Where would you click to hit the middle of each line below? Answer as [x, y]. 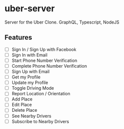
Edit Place [22, 105]
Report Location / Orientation [41, 94]
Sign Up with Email [31, 71]
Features [18, 38]
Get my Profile [26, 77]
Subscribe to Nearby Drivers [40, 121]
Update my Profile [30, 83]
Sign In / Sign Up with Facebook [44, 49]
